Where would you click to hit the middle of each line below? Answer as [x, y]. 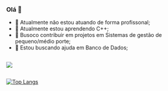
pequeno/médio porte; [43, 42]
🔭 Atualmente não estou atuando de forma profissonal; [82, 23]
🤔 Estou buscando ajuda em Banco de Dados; [71, 48]
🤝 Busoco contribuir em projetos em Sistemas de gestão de [88, 35]
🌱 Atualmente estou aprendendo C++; [62, 29]
